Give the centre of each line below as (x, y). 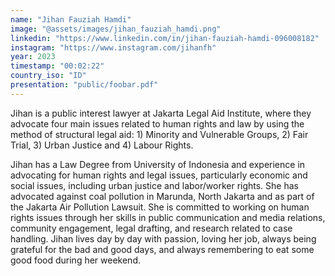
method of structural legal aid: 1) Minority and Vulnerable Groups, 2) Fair (159, 134)
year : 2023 (33, 57)
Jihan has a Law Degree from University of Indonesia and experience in (158, 164)
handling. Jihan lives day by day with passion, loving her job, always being (163, 238)
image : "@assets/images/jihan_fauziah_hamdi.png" (116, 29)
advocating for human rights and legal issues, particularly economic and (159, 175)
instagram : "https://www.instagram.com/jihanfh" (113, 47)
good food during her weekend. (75, 260)
